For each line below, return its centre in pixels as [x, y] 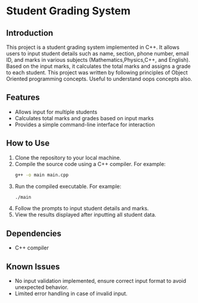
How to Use [28, 143]
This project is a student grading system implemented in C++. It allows [93, 47]
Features [23, 97]
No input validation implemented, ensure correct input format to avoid [100, 281]
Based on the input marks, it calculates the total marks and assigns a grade [98, 66]
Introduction [30, 33]
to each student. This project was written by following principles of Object [97, 72]
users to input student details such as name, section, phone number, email [98, 54]
